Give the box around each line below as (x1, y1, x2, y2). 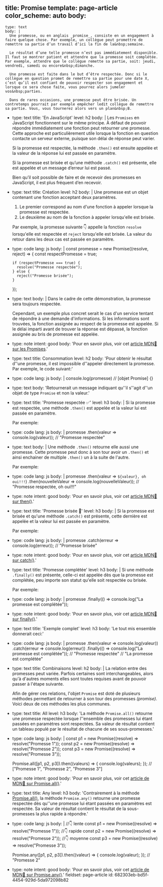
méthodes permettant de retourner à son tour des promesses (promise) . (12, 695, 158, 701)
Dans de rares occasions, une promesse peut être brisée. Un (9, 98, 137, 102)
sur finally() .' (12, 616, 38, 622)
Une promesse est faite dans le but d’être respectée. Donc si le (9, 72, 147, 76)
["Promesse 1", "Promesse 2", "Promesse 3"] (12, 765, 102, 771)
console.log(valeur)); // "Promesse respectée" (12, 434, 105, 440)
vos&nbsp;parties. (5, 89, 42, 94)
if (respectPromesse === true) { (12, 260, 81, 265)
